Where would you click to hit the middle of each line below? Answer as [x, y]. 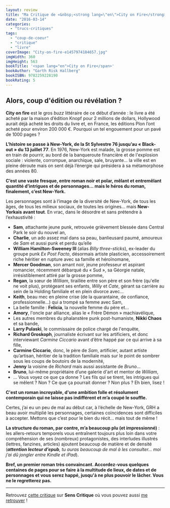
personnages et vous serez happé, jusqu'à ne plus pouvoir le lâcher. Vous [85, 475]
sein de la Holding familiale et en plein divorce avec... [68, 291]
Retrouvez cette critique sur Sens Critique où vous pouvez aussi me [77, 495]
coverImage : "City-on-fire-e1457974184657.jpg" [57, 52]
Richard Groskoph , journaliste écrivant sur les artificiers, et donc [80, 334]
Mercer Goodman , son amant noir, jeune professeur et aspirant [79, 264]
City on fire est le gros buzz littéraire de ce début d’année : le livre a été [80, 113]
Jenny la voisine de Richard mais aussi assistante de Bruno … [77, 366]
